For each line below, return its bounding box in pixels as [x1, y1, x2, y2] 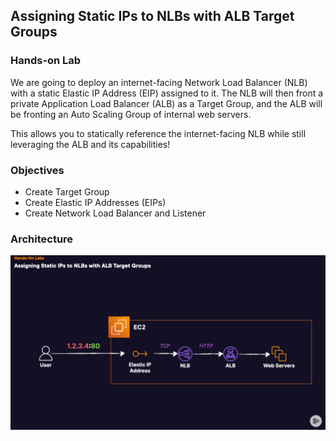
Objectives [10, 163, 65, 177]
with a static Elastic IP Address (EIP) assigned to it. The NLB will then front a [10, 87, 324, 99]
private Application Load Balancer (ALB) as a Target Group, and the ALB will [10, 97, 323, 109]
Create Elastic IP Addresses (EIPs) [24, 196, 167, 208]
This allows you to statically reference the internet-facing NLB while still [10, 127, 307, 139]
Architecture [10, 232, 74, 246]
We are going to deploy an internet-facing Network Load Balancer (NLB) [10, 76, 308, 88]
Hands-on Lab [10, 54, 82, 68]
